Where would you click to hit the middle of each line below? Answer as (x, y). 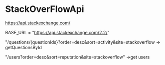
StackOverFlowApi (45, 9)
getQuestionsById (24, 47)
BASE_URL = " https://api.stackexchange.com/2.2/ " (57, 32)
